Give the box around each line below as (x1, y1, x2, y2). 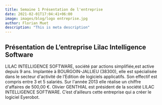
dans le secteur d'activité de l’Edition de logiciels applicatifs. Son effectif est (5, 74, 158, 79)
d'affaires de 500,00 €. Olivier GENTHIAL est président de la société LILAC (5, 84, 154, 90)
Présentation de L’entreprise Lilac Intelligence (5, 43, 146, 51)
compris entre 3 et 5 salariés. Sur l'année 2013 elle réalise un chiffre (5, 78, 141, 85)
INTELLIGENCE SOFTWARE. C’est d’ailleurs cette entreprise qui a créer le (5, 89, 152, 95)
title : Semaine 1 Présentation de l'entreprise (5, 7, 103, 12)
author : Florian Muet (5, 20, 49, 26)
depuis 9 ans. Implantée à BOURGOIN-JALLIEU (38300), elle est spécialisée (5, 68, 157, 74)
